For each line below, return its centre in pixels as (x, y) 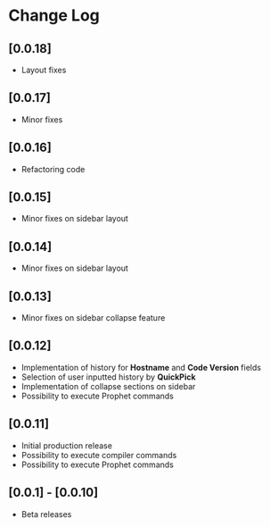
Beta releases (46, 514)
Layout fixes (44, 70)
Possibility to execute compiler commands (99, 455)
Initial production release (67, 445)
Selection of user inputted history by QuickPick (109, 377)
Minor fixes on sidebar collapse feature (93, 318)
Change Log (54, 16)
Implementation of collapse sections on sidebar (108, 386)
